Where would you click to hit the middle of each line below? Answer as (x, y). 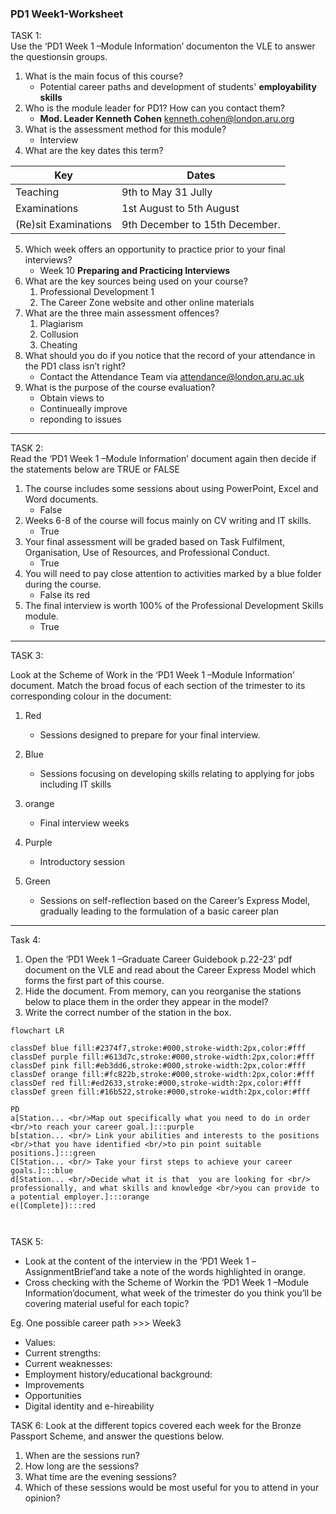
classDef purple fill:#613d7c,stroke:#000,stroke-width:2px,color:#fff (162, 1057)
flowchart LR (37, 1031)
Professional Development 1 (97, 292)
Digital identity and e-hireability (89, 1406)
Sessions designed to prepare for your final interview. (150, 735)
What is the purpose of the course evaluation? (120, 388)
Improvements (54, 1385)
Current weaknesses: (68, 1364)
